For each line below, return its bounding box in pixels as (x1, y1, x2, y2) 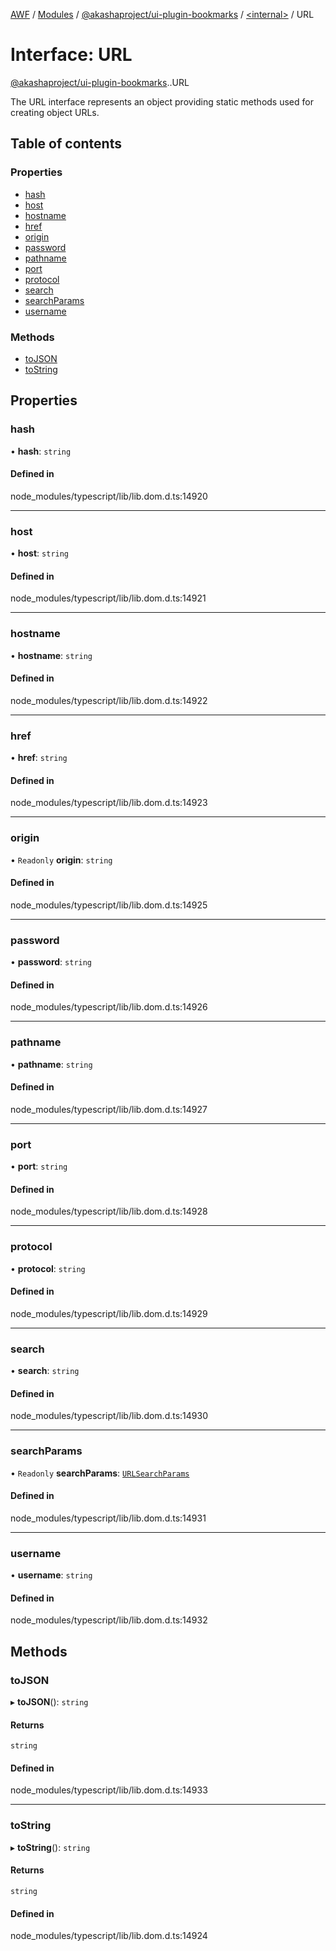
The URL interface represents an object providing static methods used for (10, 95, 314, 108)
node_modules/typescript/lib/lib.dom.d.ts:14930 (10, 1410, 209, 1422)
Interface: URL (10, 44, 133, 66)
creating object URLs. (10, 106, 100, 118)
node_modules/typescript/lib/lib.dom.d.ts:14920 (10, 490, 208, 502)
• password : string (10, 956, 93, 968)
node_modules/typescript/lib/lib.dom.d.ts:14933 (10, 1784, 208, 1796)
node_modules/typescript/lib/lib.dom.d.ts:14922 (10, 694, 208, 706)
